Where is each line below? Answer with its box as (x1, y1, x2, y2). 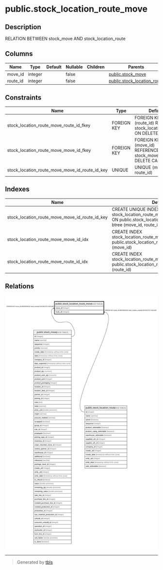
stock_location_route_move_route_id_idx (7, 259, 88, 265)
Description (5, 23, 41, 31)
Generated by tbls (16, 559, 53, 565)
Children (87, 64, 105, 70)
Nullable (65, 64, 83, 70)
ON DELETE (134, 130, 159, 136)
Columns (5, 50, 33, 58)
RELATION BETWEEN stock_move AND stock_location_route (5, 36, 126, 41)
